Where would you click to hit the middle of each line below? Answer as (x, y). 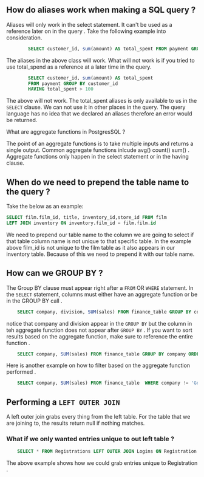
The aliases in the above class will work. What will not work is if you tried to (101, 60)
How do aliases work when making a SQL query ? (101, 10)
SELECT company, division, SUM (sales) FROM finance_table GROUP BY (104, 312)
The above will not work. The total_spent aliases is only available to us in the (102, 101)
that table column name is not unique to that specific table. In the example (99, 241)
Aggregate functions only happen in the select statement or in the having (98, 157)
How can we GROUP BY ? (55, 273)
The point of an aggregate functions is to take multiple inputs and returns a (100, 144)
